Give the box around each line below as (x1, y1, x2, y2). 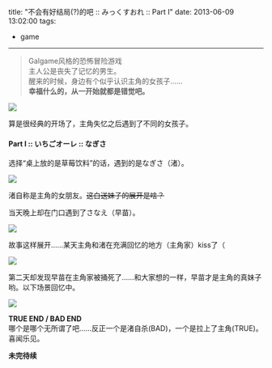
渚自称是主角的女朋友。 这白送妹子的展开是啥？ (8, 191, 164, 201)
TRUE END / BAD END (8, 314, 83, 324)
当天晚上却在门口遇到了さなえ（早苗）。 (8, 208, 140, 218)
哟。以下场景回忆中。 (8, 282, 79, 293)
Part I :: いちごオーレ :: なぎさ (8, 138, 107, 148)
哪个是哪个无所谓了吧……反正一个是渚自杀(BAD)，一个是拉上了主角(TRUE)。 (8, 324, 263, 333)
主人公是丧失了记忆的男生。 (28, 66, 121, 75)
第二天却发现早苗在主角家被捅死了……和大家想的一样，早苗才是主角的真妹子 (8, 273, 262, 282)
